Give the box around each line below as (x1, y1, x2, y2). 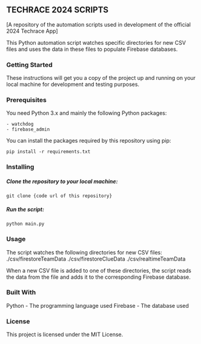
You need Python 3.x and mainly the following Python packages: (6, 109, 167, 117)
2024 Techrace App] (6, 27, 59, 34)
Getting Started (6, 60, 53, 69)
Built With (6, 288, 36, 297)
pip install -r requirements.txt (6, 149, 91, 155)
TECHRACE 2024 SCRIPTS (6, 5, 109, 15)
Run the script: (6, 206, 44, 213)
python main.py (6, 221, 45, 227)
